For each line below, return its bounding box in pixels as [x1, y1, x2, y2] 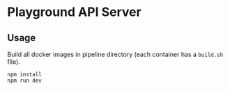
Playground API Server [7, 4, 141, 20]
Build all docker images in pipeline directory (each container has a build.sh [7, 50, 224, 58]
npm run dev [7, 77, 42, 84]
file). [7, 58, 21, 66]
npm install [7, 71, 42, 78]
